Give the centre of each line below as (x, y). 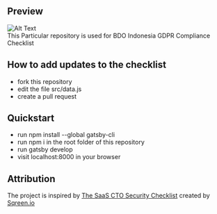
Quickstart (31, 118)
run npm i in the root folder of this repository (81, 142)
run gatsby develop (45, 149)
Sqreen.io (21, 203)
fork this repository (45, 81)
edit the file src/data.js (49, 89)
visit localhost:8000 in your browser (69, 157)
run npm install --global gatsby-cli (66, 135)
